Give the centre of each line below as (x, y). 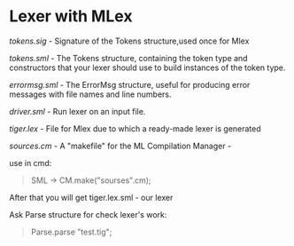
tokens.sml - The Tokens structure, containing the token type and (128, 58)
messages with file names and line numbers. (90, 94)
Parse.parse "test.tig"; (71, 232)
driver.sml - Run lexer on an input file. (77, 111)
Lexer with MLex (71, 16)
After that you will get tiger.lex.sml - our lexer (91, 197)
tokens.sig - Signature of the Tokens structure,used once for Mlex (129, 41)
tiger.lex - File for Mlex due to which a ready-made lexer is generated (135, 128)
